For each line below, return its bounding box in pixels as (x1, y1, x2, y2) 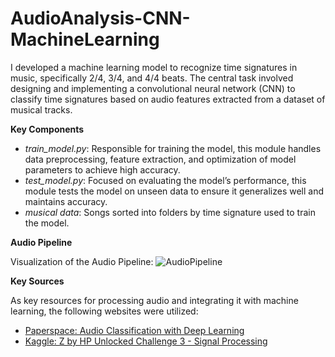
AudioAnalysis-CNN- (10, 7, 191, 30)
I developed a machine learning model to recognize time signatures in (10, 61, 298, 73)
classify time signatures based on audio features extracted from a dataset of (10, 93, 326, 105)
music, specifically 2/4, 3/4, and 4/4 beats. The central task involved (10, 72, 294, 84)
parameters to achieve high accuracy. (24, 163, 181, 176)
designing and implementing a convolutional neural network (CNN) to (10, 82, 296, 94)
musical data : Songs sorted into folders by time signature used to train (24, 206, 316, 218)
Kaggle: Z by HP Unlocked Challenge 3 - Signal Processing (24, 335, 268, 347)
